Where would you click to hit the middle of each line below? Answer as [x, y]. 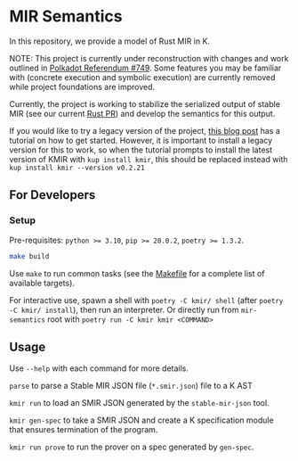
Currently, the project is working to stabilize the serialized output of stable [145, 103]
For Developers [52, 195]
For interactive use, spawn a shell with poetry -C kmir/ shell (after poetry [146, 300]
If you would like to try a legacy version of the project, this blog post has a [145, 130]
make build [29, 256]
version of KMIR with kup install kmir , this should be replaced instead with [149, 159]
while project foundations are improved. [82, 86]
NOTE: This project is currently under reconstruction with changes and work [149, 58]
